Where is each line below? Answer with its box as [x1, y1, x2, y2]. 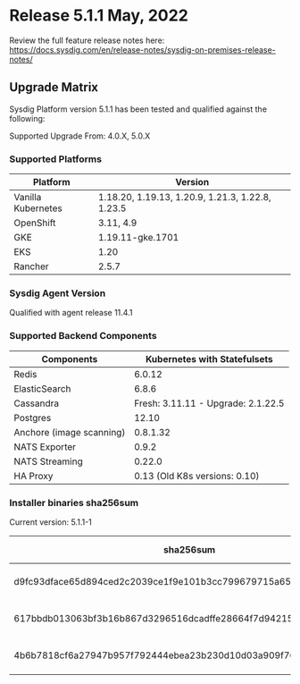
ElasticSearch [13, 382, 71, 394]
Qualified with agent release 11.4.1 [9, 308, 133, 318]
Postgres [13, 411, 52, 424]
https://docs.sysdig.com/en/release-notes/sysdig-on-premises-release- [9, 44, 277, 55]
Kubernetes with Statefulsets [146, 352, 274, 365]
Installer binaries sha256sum [9, 496, 139, 509]
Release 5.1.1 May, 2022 [9, 5, 189, 26]
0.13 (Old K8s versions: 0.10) [133, 469, 260, 482]
